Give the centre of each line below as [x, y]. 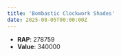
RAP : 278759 [36, 39]
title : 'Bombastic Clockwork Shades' [61, 13]
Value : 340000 [38, 46]
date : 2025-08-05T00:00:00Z [47, 20]
